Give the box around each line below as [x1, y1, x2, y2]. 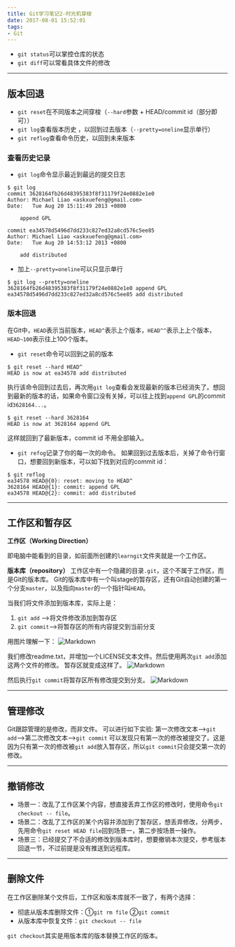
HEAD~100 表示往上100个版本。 [7, 334, 92, 343]
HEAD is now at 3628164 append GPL [7, 420, 111, 427]
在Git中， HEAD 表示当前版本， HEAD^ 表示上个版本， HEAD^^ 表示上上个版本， [7, 326, 215, 334]
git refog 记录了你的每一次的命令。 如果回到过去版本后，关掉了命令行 [17, 448, 220, 457]
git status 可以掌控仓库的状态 [17, 50, 105, 58]
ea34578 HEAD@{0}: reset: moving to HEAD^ [7, 477, 133, 484]
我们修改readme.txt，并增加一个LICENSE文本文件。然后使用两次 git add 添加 [7, 652, 227, 661]
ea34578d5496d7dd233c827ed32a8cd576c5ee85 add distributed [7, 291, 183, 298]
